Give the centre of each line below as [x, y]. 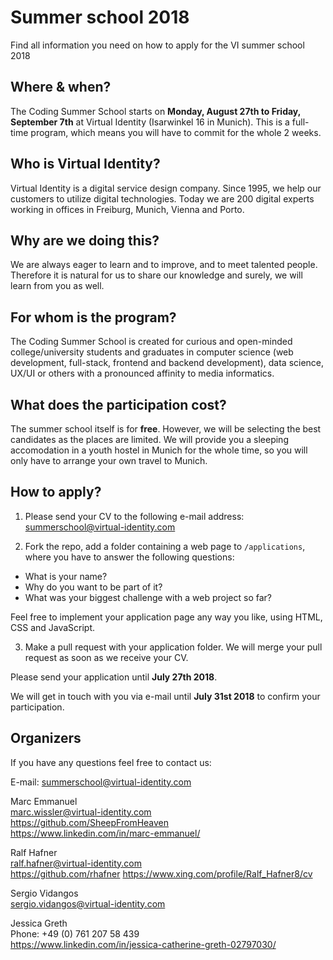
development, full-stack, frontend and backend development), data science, [167, 363]
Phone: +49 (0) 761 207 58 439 [75, 933]
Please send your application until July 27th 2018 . [114, 677]
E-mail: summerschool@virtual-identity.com [101, 782]
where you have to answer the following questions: [129, 557]
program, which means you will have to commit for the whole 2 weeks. [176, 132]
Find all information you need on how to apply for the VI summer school [157, 45]
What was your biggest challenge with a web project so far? [148, 597]
